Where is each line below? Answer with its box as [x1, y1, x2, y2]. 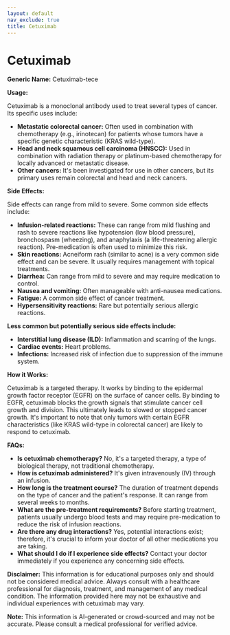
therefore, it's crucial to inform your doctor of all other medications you [16, 535, 218, 543]
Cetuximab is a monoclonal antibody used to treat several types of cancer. [7, 102, 218, 110]
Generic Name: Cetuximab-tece [7, 75, 98, 83]
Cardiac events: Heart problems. [16, 343, 111, 351]
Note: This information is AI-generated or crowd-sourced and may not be [7, 613, 215, 621]
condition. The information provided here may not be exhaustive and [7, 592, 201, 601]
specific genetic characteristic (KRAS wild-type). [16, 137, 156, 145]
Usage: [7, 89, 29, 97]
